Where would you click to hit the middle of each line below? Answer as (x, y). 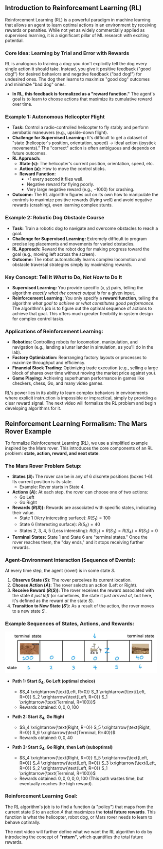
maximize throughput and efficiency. (49, 363)
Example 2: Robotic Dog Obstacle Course (55, 218)
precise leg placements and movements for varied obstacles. (73, 244)
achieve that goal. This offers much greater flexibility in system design (82, 313)
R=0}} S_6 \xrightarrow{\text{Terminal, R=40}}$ (67, 732)
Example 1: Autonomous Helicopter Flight (55, 117)
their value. (23, 513)
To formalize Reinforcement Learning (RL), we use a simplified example (77, 443)
